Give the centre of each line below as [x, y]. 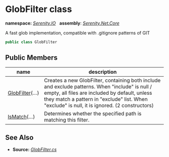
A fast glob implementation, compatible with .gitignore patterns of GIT [77, 33]
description [103, 72]
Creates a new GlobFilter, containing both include [102, 80]
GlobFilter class [38, 9]
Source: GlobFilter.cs [34, 149]
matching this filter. [67, 120]
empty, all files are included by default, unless [98, 93]
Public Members [31, 58]
